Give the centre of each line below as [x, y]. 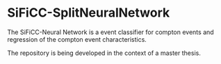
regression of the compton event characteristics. [77, 39]
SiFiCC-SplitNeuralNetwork [89, 13]
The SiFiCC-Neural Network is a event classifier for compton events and [110, 32]
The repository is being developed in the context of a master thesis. [104, 53]
